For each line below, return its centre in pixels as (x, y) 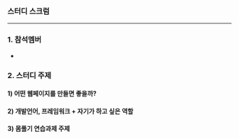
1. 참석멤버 (25, 40)
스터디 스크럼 (28, 11)
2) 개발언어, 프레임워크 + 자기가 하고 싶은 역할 (70, 111)
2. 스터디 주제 (30, 75)
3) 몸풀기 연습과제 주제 (39, 128)
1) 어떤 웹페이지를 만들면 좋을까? (52, 94)
